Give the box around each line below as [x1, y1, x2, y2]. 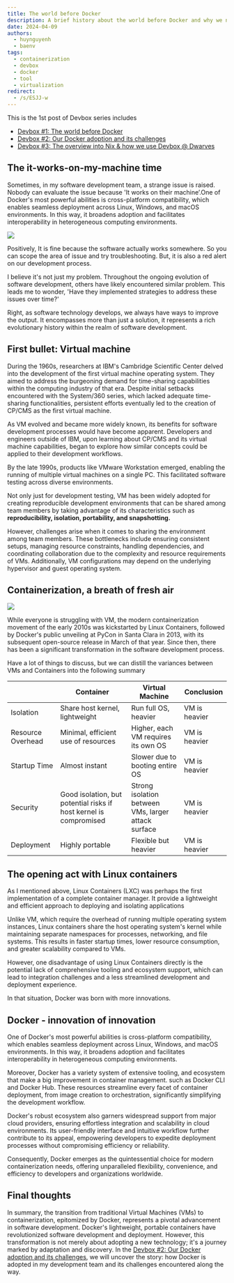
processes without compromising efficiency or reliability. [7, 1141, 170, 1150]
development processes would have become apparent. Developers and [7, 427, 212, 436]
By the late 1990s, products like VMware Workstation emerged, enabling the [7, 463, 226, 471]
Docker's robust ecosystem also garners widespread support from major [7, 1111, 217, 1120]
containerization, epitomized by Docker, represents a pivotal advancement [7, 1215, 221, 1224]
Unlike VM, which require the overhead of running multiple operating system [7, 915, 226, 924]
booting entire [131, 761, 178, 770]
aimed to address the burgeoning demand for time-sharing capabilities [7, 377, 210, 385]
